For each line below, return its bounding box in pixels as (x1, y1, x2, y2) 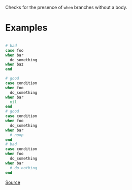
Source (5, 179, 20, 185)
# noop (10, 132, 24, 137)
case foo (5, 48, 24, 53)
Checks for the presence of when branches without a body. (5, 5, 128, 10)
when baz (5, 62, 24, 67)
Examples (5, 22, 48, 33)
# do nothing (10, 165, 38, 170)
